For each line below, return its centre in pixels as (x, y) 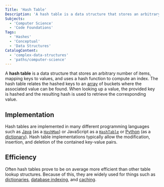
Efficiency (21, 157)
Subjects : (15, 19)
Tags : (10, 32)
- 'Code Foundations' (31, 28)
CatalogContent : (21, 50)
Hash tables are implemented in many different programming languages (77, 126)
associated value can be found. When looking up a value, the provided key (80, 89)
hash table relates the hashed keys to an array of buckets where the (73, 84)
